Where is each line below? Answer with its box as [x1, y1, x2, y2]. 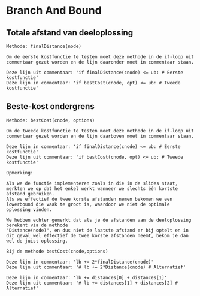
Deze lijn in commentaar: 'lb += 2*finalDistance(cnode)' [6, 259, 154, 265]
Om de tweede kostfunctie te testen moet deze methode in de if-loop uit [6, 128, 195, 134]
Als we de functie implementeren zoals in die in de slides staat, [6, 180, 178, 186]
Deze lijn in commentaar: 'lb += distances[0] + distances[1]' [6, 274, 168, 280]
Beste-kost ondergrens [6, 101, 95, 111]
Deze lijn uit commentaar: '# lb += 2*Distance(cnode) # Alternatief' [6, 264, 186, 270]
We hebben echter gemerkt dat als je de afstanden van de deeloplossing [6, 217, 192, 223]
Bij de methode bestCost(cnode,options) [6, 248, 109, 255]
